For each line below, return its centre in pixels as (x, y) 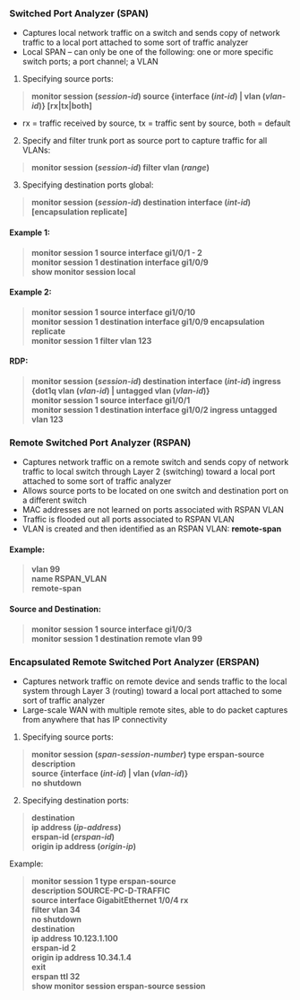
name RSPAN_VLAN (69, 579)
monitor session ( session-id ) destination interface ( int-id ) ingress (156, 381)
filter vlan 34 (56, 909)
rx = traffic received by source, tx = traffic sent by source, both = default (156, 123)
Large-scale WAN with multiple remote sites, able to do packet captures (155, 710)
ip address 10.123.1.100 (75, 938)
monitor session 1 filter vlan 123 (91, 340)
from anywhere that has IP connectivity (94, 719)
